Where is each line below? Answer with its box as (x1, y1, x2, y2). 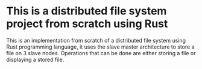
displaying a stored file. (6, 56, 65, 63)
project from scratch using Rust (6, 17, 168, 31)
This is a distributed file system (6, 4, 167, 18)
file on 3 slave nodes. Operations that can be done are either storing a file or (6, 49, 196, 56)
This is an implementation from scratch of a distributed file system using (6, 37, 186, 44)
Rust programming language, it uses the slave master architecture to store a (6, 43, 195, 50)
